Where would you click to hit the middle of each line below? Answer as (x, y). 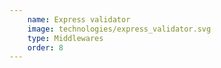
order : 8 (45, 47)
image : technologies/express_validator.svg (119, 29)
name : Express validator (79, 19)
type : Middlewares (65, 38)
